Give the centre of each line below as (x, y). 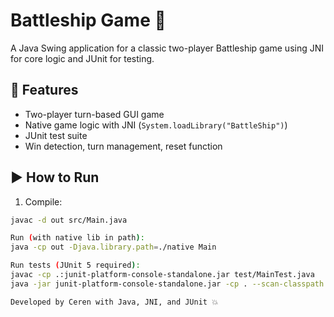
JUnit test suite (56, 135)
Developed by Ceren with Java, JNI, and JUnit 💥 (114, 302)
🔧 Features (44, 90)
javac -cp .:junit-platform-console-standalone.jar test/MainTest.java (162, 275)
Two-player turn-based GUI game (94, 114)
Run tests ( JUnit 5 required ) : (75, 265)
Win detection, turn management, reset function (123, 146)
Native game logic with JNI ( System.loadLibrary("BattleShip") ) (156, 125)
